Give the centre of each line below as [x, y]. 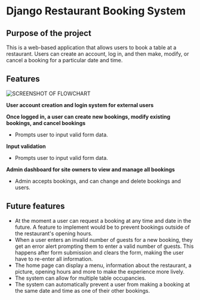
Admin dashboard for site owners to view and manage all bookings [90, 169]
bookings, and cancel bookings [46, 123]
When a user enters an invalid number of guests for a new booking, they [104, 240]
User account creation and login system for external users [80, 105]
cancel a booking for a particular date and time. [64, 60]
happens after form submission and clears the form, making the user [99, 252]
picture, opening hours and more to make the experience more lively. [100, 271]
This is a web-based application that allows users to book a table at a [91, 47]
